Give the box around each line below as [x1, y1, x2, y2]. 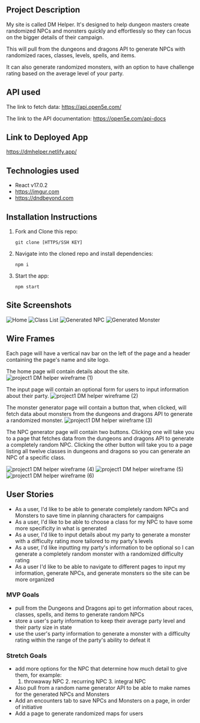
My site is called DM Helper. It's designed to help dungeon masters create [6, 20, 189, 28]
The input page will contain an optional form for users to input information [6, 385, 189, 393]
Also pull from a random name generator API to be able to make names [14, 684, 191, 692]
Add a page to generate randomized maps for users [14, 710, 144, 717]
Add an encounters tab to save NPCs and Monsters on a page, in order [14, 697, 191, 704]
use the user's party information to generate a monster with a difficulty [14, 630, 190, 637]
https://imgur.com [14, 188, 59, 195]
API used [6, 87, 41, 98]
